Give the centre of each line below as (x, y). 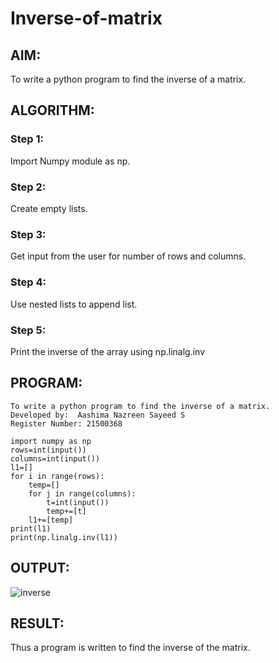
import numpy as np (51, 441)
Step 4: (28, 282)
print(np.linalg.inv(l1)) (64, 537)
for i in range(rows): (57, 476)
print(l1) (31, 528)
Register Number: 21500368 (66, 423)
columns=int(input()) (55, 458)
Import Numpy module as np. (70, 161)
